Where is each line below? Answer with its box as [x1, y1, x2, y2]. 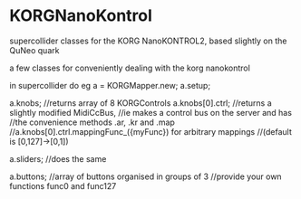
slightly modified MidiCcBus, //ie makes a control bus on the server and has [9, 107, 293, 118]
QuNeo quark [9, 44, 60, 55]
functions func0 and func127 [9, 180, 117, 191]
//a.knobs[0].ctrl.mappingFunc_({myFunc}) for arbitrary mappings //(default [9, 126, 292, 137]
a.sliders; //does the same [9, 153, 107, 164]
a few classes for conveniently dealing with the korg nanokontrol [9, 62, 251, 73]
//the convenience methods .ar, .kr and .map [9, 117, 175, 128]
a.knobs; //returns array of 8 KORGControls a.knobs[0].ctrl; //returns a [9, 97, 272, 109]
